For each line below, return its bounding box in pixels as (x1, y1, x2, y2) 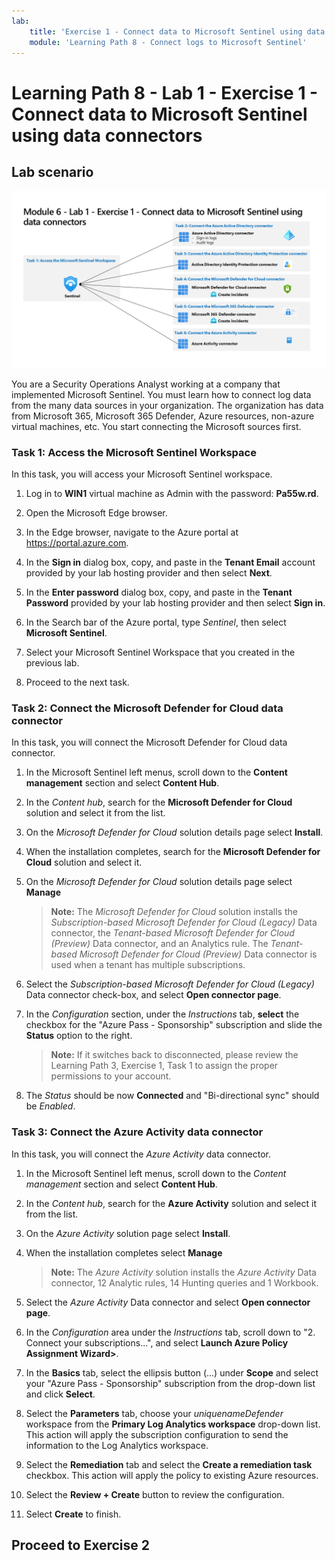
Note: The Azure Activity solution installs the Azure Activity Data (50, 1266, 317, 1278)
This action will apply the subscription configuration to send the (25, 1428, 289, 1440)
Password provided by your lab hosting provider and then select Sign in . (25, 597, 326, 609)
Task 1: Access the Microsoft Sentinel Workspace (11, 445, 257, 459)
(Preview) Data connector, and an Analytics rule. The (50, 938, 269, 950)
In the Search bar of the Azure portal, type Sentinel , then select (25, 616, 287, 629)
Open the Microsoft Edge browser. (25, 507, 168, 519)
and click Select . (25, 1388, 96, 1400)
